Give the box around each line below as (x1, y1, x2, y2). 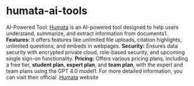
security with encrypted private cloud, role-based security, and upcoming (6, 48, 185, 55)
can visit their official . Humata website (6, 74, 99, 81)
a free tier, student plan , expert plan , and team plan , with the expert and (6, 61, 183, 68)
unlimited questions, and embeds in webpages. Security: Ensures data (6, 42, 178, 49)
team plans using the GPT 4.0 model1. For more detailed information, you (6, 67, 183, 74)
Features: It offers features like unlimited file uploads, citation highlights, (6, 36, 182, 43)
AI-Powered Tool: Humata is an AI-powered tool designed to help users (6, 24, 179, 31)
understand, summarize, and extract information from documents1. (6, 29, 168, 37)
